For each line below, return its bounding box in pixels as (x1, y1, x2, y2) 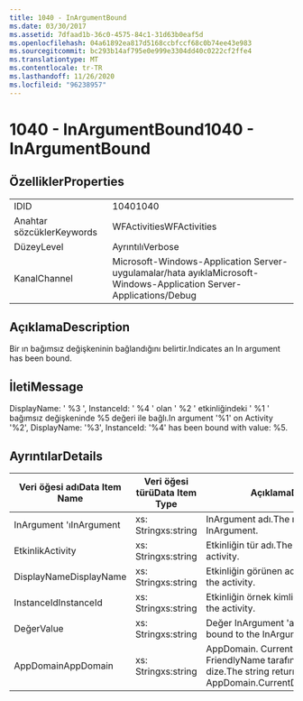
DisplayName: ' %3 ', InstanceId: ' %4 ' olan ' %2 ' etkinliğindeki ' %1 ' (9, 403, 271, 414)
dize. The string (206, 665, 271, 678)
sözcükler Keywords (14, 226, 97, 238)
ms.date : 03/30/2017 (9, 22, 87, 31)
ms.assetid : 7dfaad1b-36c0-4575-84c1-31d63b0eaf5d (9, 30, 204, 39)
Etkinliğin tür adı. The (206, 539, 293, 551)
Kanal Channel (14, 272, 74, 284)
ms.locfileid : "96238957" (9, 80, 106, 89)
